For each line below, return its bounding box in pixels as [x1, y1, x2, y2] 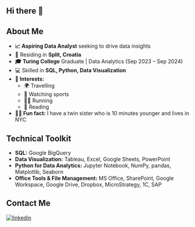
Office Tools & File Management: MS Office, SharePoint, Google [14, 174, 174, 182]
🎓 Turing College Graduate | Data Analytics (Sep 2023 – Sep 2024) [14, 58, 183, 65]
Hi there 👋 [6, 6, 44, 16]
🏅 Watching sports [23, 91, 70, 98]
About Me [6, 26, 44, 36]
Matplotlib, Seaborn [14, 168, 64, 176]
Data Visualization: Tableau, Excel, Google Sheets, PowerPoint [14, 156, 171, 163]
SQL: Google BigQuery [14, 149, 72, 157]
